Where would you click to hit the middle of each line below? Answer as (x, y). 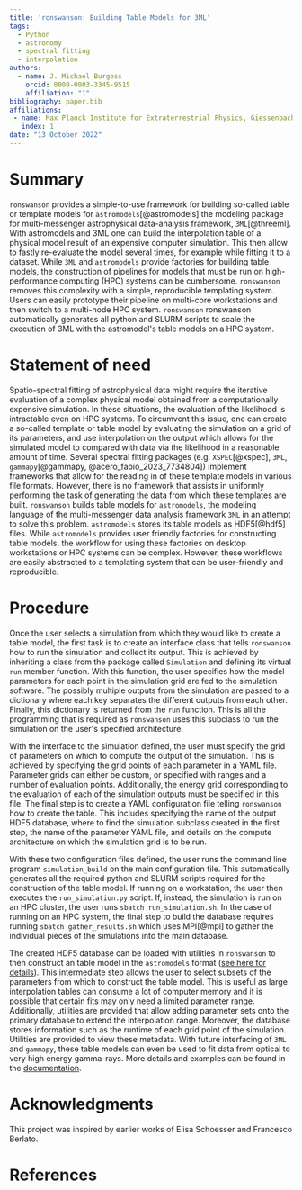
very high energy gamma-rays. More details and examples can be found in (147, 1058)
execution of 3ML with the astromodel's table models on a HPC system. (142, 329)
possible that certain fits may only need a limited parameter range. (132, 1001)
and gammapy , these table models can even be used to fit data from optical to (150, 1049)
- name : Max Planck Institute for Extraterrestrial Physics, (130, 118)
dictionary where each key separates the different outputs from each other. (148, 699)
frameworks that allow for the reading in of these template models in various (151, 476)
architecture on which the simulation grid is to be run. (108, 842)
